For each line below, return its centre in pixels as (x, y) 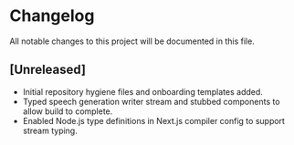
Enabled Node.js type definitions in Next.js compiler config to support (154, 120)
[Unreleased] (48, 70)
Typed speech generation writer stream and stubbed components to (151, 101)
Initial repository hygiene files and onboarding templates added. (142, 91)
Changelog (52, 16)
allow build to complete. (68, 111)
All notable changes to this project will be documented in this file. (132, 41)
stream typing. (50, 130)
